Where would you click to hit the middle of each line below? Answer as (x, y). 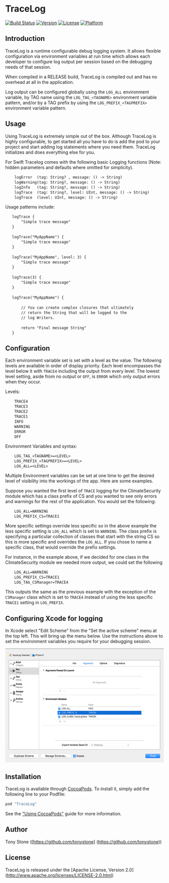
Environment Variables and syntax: (41, 446)
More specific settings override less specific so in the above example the (81, 526)
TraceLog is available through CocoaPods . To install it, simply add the (77, 789)
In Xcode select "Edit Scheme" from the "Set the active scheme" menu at (81, 631)
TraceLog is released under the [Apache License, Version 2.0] (70, 870)
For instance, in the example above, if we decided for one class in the (77, 557)
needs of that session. (28, 67)
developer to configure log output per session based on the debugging (79, 62)
